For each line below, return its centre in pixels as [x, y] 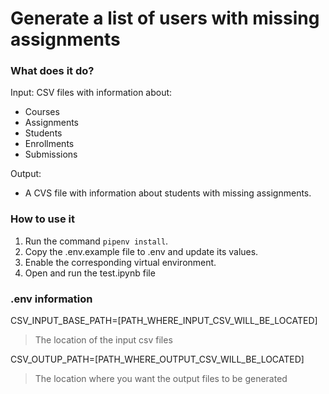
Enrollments [49, 144]
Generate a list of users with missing [165, 18]
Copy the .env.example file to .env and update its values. [141, 251]
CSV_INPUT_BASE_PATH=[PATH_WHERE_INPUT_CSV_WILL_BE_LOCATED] [164, 321]
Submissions [51, 154]
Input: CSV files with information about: [91, 93]
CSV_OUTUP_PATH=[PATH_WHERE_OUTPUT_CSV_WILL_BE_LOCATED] [157, 359]
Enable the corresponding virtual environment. [120, 262]
